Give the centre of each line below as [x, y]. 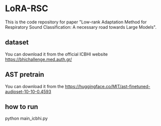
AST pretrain [25, 75]
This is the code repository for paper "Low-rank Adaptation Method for [76, 22]
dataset [17, 43]
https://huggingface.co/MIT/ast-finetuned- [107, 86]
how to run [22, 107]
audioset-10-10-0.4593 [28, 91]
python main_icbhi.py [26, 118]
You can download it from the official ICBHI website [56, 54]
